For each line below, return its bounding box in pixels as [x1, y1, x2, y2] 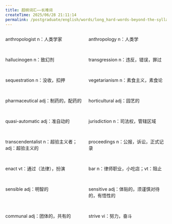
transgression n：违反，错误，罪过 [89, 57, 162, 63]
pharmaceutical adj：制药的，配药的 [5, 98, 82, 104]
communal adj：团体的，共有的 [5, 213, 71, 219]
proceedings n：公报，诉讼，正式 [89, 139, 160, 145]
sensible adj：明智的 [5, 186, 49, 192]
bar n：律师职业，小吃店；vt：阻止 [89, 166, 162, 172]
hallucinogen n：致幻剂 [5, 57, 55, 63]
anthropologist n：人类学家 [5, 36, 62, 43]
